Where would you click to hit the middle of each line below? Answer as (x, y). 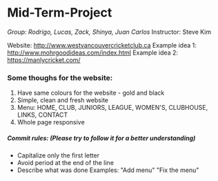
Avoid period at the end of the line (65, 163)
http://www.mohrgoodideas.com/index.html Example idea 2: (92, 53)
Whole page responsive (51, 122)
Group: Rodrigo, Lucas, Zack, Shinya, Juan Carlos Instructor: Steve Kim (109, 32)
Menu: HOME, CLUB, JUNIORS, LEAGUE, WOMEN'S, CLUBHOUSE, (112, 108)
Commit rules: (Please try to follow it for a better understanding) (101, 138)
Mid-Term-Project (60, 13)
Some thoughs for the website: (60, 77)
